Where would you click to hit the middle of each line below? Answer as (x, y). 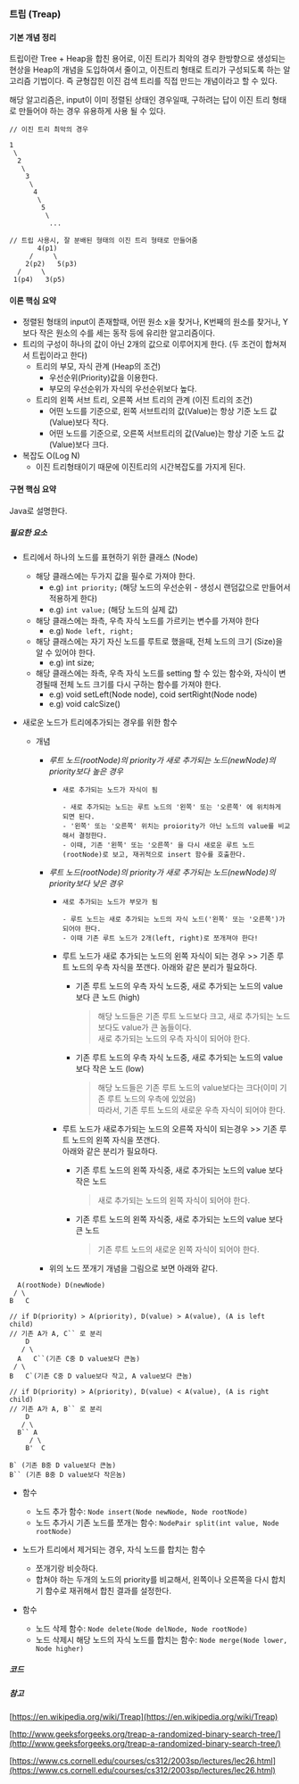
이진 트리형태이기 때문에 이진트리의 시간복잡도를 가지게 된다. (141, 467)
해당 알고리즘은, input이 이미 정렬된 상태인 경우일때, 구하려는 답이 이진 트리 (140, 100)
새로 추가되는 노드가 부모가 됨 (110, 902)
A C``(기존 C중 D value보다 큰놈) (79, 1358)
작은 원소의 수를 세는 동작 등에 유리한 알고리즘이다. (127, 333)
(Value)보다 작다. (79, 422)
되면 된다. (79, 817)
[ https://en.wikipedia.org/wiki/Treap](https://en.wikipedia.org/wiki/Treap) (144, 1716)
